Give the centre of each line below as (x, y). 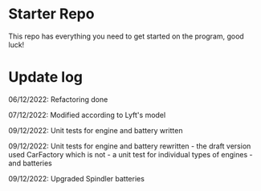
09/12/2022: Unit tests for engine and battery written (96, 130)
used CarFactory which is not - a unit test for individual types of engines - (130, 154)
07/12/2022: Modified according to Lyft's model (87, 115)
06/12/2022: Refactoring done (58, 99)
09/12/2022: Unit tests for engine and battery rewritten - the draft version (130, 146)
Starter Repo (51, 14)
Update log (45, 77)
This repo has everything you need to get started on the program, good (126, 36)
